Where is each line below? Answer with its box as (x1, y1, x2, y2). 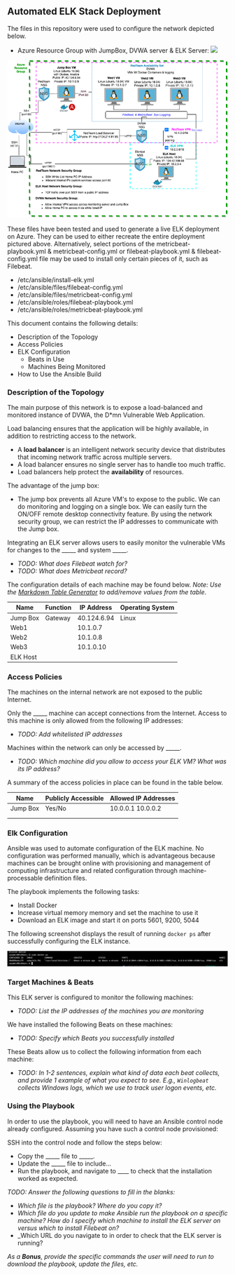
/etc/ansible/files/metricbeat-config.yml (17, 291, 133, 299)
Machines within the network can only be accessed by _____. (7, 744, 182, 752)
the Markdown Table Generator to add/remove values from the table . (7, 587, 207, 596)
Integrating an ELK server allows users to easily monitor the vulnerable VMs (7, 538, 226, 547)
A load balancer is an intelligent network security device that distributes (17, 445, 226, 453)
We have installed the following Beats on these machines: (7, 1020, 173, 1029)
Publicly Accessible (45, 794, 104, 802)
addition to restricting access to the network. (7, 432, 136, 440)
